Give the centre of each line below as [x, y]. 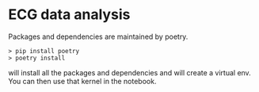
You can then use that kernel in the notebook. [82, 81]
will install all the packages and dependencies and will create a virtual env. [129, 72]
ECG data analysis [69, 15]
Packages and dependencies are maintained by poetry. [98, 36]
